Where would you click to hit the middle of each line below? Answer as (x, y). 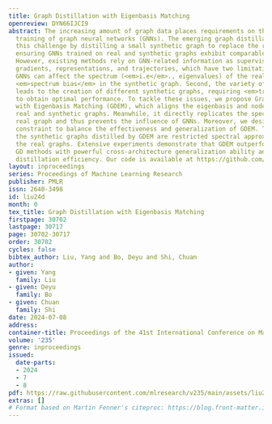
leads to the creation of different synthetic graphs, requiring (128, 91)
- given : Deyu (32, 287)
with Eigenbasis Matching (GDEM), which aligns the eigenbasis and (132, 106)
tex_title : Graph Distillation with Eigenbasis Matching (106, 212)
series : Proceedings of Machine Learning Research (96, 174)
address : (23, 325)
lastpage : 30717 (36, 227)
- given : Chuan (34, 302)
